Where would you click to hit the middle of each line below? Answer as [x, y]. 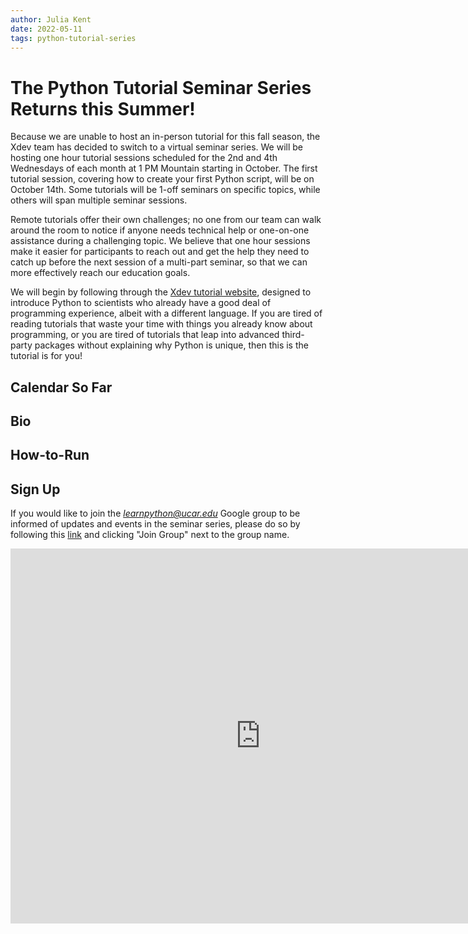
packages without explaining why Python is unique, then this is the [171, 345]
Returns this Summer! [103, 108]
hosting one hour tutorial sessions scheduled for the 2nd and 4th [144, 158]
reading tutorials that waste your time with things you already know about [161, 324]
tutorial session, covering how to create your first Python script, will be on [162, 179]
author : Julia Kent [51, 19]
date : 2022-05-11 [46, 29]
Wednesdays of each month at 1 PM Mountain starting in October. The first [164, 168]
